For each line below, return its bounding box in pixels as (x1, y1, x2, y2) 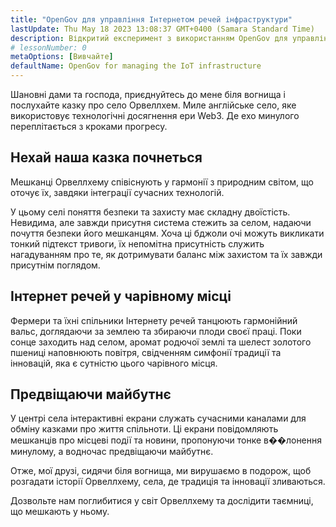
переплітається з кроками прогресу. (10, 121, 168, 132)
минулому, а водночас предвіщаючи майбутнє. (10, 446, 214, 458)
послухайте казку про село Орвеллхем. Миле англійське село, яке (10, 99, 297, 111)
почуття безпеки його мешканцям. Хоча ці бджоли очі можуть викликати (10, 227, 325, 239)
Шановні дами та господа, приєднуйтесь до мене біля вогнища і (10, 89, 286, 100)
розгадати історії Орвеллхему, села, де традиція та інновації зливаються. (10, 476, 326, 488)
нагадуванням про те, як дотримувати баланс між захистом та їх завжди (10, 248, 323, 260)
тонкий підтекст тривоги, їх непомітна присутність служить (10, 237, 265, 250)
